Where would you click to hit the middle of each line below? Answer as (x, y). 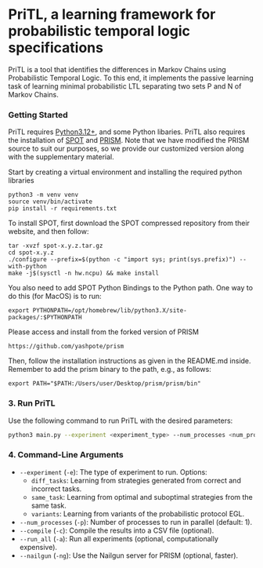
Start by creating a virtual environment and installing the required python (125, 172)
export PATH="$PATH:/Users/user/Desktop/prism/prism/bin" (104, 384)
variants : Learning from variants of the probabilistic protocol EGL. (138, 513)
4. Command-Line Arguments (66, 455)
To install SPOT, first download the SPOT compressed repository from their (129, 223)
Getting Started (38, 115)
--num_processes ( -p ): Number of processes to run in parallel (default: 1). (136, 522)
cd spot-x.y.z (31, 253)
